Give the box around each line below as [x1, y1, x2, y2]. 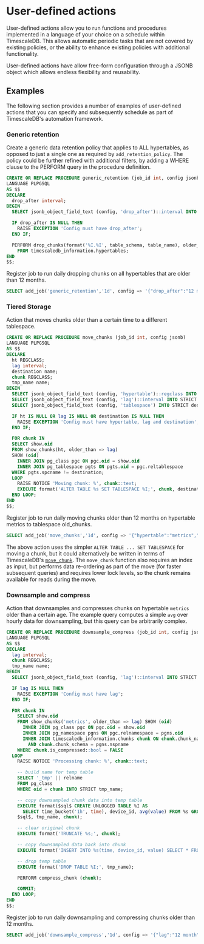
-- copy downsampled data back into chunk [17, 842, 126, 848]
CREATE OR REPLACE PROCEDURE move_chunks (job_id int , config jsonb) [6, 334, 186, 341]
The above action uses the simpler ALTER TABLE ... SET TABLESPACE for [6, 543, 184, 551]
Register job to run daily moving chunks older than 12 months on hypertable [6, 514, 195, 521]
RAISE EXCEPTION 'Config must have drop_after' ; [17, 226, 143, 232]
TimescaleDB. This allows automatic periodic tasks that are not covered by [6, 37, 193, 44]
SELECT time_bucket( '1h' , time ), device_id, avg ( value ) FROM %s [22, 809, 189, 815]
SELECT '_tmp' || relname [17, 775, 83, 781]
